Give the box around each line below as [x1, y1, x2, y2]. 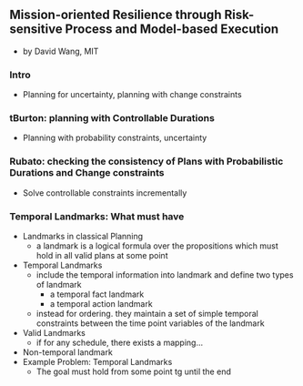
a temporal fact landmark [49, 289, 145, 300]
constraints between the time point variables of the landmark [35, 318, 266, 329]
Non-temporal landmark [22, 347, 114, 358]
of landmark [35, 279, 82, 289]
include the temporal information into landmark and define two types [35, 269, 294, 280]
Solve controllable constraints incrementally [22, 187, 187, 198]
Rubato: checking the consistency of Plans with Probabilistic [9, 155, 284, 168]
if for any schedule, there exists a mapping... [35, 337, 204, 348]
